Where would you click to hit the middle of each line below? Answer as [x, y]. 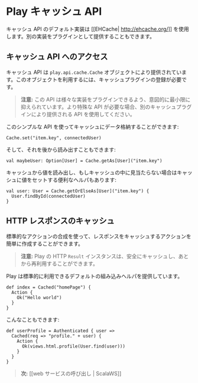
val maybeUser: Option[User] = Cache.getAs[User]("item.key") [84, 161]
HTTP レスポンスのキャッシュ [60, 221]
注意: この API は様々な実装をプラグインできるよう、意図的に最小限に [106, 99]
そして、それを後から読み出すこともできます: [61, 149]
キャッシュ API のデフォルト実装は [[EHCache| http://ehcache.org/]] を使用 [98, 29]
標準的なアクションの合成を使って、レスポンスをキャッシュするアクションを [99, 236]
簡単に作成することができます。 [45, 243]
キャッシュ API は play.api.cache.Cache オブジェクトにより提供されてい [94, 72]
